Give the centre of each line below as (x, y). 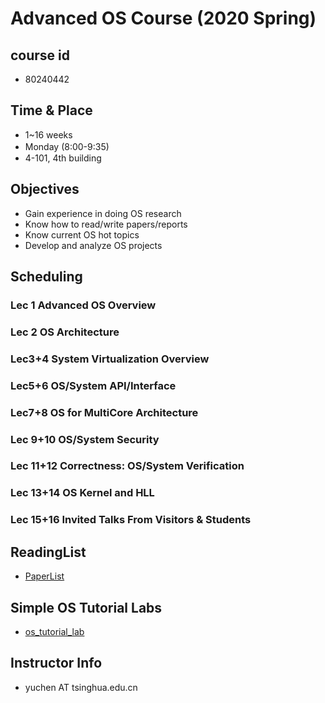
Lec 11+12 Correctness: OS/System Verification (127, 466)
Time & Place (51, 110)
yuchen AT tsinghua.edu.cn (81, 687)
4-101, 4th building (63, 158)
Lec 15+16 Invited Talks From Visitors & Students (131, 520)
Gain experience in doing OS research (103, 213)
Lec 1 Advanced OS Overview (83, 305)
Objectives (45, 189)
